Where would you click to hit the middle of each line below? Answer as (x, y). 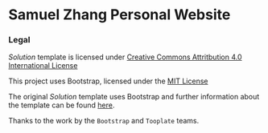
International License (43, 66)
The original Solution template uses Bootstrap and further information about (134, 97)
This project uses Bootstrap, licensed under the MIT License (108, 81)
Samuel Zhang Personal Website (120, 15)
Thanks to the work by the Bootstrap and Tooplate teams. (104, 121)
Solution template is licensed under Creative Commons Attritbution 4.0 (126, 57)
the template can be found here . (62, 105)
